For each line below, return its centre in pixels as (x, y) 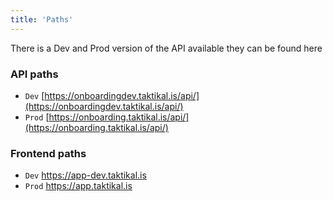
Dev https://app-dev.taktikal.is (85, 175)
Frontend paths (48, 153)
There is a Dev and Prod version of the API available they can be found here (166, 48)
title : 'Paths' (42, 19)
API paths (34, 74)
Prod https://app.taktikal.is (78, 186)
